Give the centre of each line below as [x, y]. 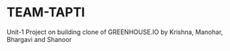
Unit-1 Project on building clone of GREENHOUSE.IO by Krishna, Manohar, [115, 32]
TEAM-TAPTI [46, 12]
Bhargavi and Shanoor [39, 39]
